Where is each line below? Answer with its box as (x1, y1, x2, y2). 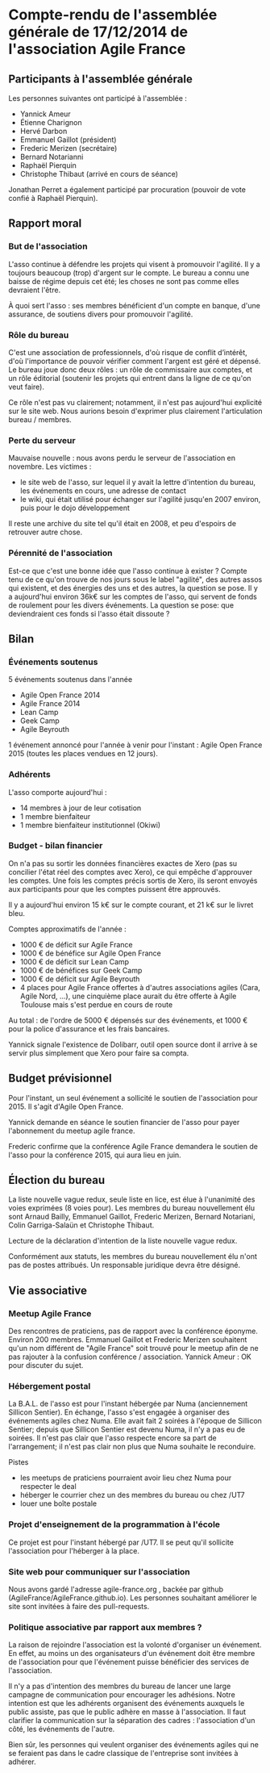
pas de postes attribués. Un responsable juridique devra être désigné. (8, 1261, 241, 1270)
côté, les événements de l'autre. (8, 1725, 115, 1734)
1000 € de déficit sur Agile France (19, 939, 133, 949)
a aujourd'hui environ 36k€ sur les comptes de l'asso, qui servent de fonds (8, 592, 258, 601)
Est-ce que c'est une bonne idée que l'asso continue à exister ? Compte (8, 566, 247, 575)
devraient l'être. (8, 285, 61, 295)
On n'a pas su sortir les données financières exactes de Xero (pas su (8, 858, 238, 868)
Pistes (8, 1457, 29, 1467)
